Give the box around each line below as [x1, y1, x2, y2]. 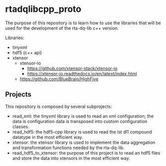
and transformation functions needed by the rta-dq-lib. [12, 145, 125, 151]
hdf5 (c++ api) [12, 50, 42, 55]
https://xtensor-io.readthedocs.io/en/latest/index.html [27, 70, 137, 76]
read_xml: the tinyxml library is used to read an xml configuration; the [12, 113, 154, 119]
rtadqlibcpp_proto [5, 3, 82, 15]
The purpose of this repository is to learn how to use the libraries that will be [5, 20, 161, 26]
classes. [12, 123, 30, 129]
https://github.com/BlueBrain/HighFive [19, 76, 99, 82]
